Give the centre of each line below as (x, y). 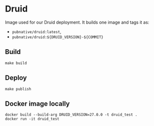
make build (16, 63)
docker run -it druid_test (32, 119)
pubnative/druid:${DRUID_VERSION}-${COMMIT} (58, 37)
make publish (18, 89)
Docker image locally (38, 104)
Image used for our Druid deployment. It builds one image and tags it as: (77, 22)
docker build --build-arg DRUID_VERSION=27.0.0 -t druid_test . (71, 115)
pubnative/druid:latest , (37, 31)
